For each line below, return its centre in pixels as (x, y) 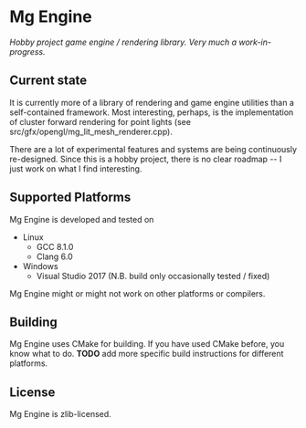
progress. (27, 51)
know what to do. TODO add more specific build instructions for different (147, 354)
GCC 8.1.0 (55, 246)
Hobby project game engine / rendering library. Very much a (123, 42)
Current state (48, 81)
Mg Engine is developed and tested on (82, 219)
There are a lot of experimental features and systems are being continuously (153, 149)
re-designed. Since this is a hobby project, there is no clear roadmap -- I (146, 159)
